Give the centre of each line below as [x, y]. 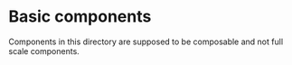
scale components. [44, 51]
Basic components [80, 17]
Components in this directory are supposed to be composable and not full [146, 42]
